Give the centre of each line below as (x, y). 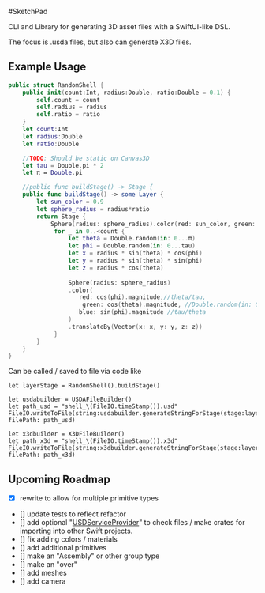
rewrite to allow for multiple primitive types (89, 498)
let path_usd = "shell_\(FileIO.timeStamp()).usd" (93, 406)
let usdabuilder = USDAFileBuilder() (70, 400)
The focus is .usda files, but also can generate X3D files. (100, 42)
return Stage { (62, 217)
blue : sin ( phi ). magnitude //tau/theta (142, 312)
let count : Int (45, 130)
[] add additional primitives (63, 548)
